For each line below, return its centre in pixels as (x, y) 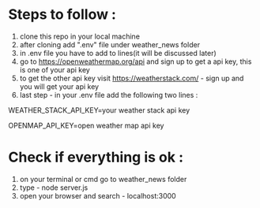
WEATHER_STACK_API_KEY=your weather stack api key (99, 110)
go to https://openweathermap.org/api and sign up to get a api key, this (136, 61)
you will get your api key (59, 86)
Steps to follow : (62, 15)
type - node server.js (54, 188)
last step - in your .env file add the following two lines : (109, 95)
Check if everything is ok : (96, 157)
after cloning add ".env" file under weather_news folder (109, 44)
